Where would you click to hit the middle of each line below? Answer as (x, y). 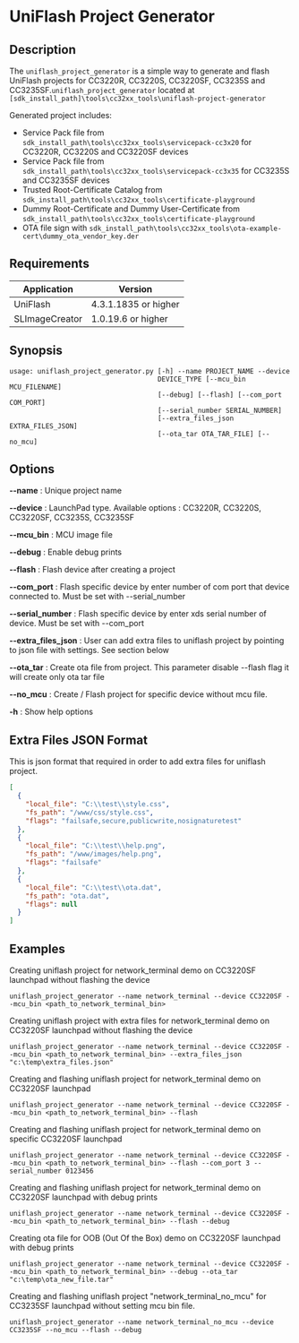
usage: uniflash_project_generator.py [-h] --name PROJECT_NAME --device (150, 371)
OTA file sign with (55, 228)
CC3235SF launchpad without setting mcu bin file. (102, 1305)
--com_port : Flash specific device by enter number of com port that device (149, 587)
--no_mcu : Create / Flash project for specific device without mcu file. (139, 694)
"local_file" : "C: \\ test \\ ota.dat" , (94, 887)
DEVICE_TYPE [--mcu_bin (201, 379)
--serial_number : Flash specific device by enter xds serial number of (138, 614)
